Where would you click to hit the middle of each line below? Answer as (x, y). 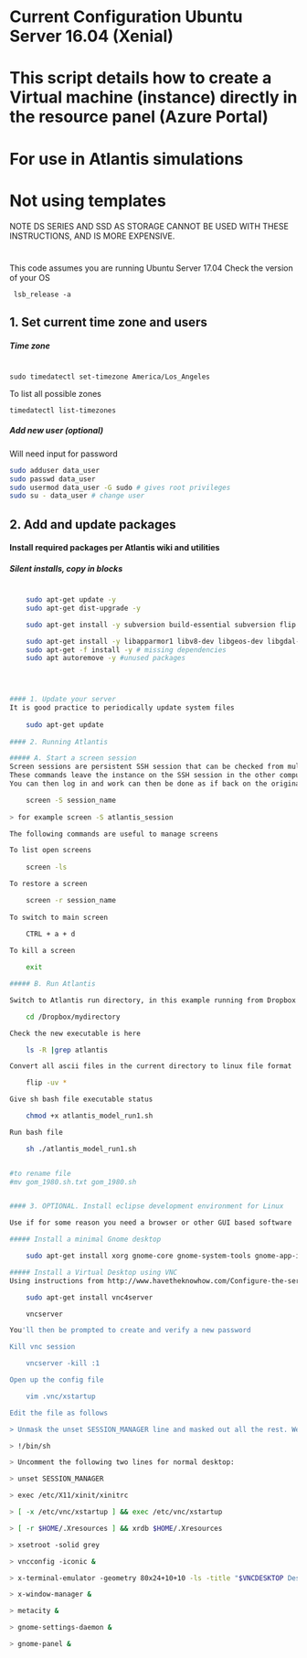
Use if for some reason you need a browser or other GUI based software (151, 1223)
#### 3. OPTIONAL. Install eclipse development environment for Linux (147, 1206)
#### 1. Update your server (63, 700)
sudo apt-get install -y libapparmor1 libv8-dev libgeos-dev (144, 641)
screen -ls (47, 867)
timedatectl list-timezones (63, 410)
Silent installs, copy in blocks (66, 568)
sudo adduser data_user (55, 470)
